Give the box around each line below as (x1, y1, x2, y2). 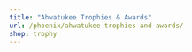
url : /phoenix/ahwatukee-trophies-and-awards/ (9, 21, 184, 30)
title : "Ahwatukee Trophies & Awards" (9, 12, 152, 22)
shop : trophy (9, 29, 58, 38)
